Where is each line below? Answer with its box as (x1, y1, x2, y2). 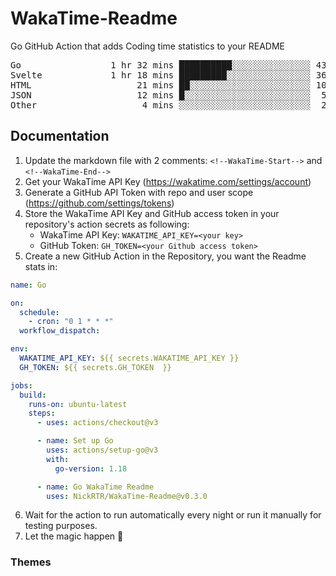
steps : (28, 408, 56, 419)
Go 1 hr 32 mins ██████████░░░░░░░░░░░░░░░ (10, 59, 312, 71)
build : (19, 390, 47, 400)
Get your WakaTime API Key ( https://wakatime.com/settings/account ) (24, 175, 312, 187)
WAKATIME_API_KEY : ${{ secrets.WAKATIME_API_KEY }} (19, 353, 240, 363)
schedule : (19, 307, 60, 317)
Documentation (10, 128, 110, 145)
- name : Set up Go (36, 436, 114, 446)
